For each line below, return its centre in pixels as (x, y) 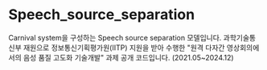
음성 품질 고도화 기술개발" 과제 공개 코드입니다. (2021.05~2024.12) (129, 57)
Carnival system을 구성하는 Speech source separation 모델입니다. (115, 37)
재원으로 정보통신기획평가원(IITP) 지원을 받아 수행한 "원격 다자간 (124, 47)
